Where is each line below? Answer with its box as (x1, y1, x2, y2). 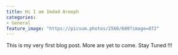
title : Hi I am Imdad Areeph (6, 8, 79, 15)
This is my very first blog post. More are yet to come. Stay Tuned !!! (6, 42, 173, 49)
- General (6, 20, 31, 26)
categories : (6, 14, 36, 20)
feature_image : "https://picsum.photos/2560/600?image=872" (6, 25, 160, 32)
